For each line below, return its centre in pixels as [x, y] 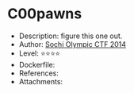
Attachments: [41, 81]
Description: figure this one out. [71, 36]
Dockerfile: [37, 64]
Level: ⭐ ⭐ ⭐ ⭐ [40, 53]
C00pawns [45, 14]
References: [38, 73]
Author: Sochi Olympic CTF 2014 [72, 44]
